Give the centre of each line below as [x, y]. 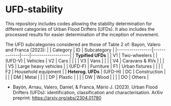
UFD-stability [34, 9]
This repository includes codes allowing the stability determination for [79, 24]
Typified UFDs [91, 55]
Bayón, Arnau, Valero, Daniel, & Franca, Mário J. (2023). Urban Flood [85, 87]
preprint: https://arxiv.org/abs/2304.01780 [57, 98]
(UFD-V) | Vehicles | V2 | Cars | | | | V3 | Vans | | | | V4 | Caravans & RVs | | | [85, 60]
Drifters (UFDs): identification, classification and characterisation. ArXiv [88, 92]
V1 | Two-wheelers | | [135, 55]
